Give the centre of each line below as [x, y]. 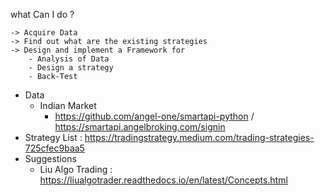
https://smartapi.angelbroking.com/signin [140, 127]
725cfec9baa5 [54, 148]
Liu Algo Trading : [76, 169]
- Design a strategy [71, 68]
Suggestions [50, 158]
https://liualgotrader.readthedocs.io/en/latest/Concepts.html [163, 180]
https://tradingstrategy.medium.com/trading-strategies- [199, 137]
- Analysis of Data [69, 59]
